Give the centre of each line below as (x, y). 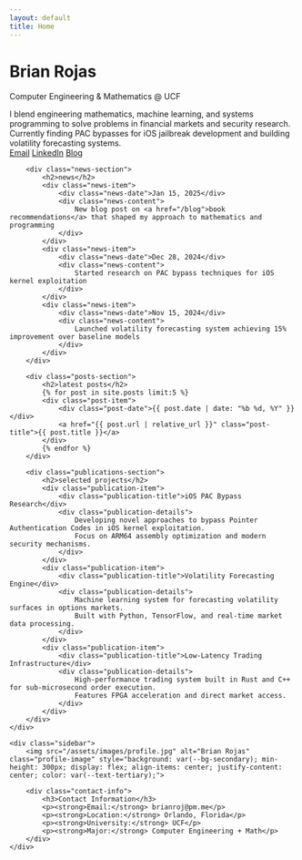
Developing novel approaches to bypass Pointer (166, 520)
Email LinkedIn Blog (46, 153)
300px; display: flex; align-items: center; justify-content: (162, 768)
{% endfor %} (67, 449)
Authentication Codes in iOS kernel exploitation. (107, 528)
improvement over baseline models (75, 337)
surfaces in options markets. (67, 608)
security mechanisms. (50, 544)
